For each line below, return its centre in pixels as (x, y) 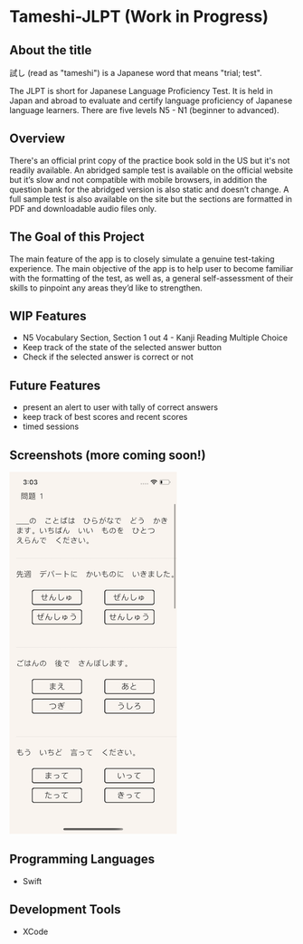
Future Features (55, 385)
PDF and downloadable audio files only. (83, 208)
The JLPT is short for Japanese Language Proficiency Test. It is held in (141, 91)
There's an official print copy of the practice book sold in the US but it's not (150, 160)
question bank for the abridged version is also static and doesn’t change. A (149, 189)
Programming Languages (82, 859)
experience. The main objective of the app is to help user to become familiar (151, 268)
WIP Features (48, 316)
